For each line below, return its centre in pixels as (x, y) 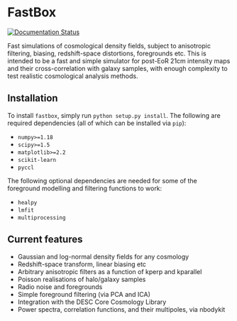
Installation (33, 98)
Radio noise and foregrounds (60, 287)
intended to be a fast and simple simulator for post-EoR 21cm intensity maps (119, 60)
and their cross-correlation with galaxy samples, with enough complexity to (118, 68)
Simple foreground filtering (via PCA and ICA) (84, 294)
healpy (27, 202)
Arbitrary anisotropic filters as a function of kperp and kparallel (110, 271)
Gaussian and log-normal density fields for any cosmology (103, 256)
